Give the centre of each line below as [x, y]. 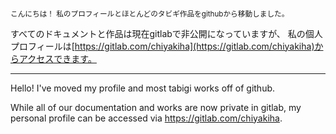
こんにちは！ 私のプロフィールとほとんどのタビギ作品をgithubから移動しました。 [150, 14]
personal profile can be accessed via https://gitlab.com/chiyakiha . [146, 118]
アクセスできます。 [57, 58]
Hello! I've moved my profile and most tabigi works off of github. [143, 88]
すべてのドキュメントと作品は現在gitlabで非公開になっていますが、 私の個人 [166, 33]
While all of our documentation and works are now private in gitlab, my [156, 107]
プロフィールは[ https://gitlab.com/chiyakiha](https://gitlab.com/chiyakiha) [162, 46]
